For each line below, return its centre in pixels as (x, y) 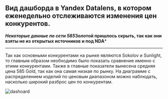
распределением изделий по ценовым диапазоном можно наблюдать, (81, 76)
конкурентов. (28, 24)
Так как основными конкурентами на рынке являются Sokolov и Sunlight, (83, 55)
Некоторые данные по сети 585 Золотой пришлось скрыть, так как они (83, 36)
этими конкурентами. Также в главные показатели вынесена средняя (80, 66)
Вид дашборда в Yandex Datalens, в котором (78, 8)
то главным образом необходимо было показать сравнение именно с (80, 60)
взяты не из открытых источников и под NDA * (56, 41)
